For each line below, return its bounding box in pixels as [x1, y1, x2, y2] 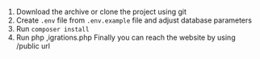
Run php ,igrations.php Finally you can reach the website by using [15, 32, 236, 42]
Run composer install [15, 24, 90, 33]
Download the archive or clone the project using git [15, 7, 187, 16]
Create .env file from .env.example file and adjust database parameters [15, 15, 253, 25]
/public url [15, 41, 51, 51]
